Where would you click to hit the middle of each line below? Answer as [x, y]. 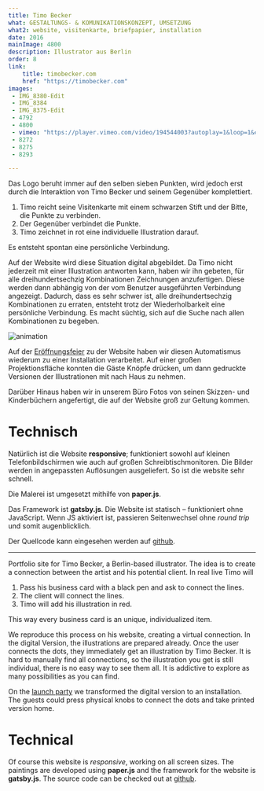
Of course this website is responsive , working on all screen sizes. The [121, 762]
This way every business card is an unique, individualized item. [110, 620]
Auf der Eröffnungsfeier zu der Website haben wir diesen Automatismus [125, 351]
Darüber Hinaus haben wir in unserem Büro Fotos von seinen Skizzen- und [129, 392]
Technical [41, 740]
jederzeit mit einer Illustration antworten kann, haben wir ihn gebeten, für [126, 271]
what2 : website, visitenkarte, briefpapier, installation [105, 30]
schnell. [21, 479]
